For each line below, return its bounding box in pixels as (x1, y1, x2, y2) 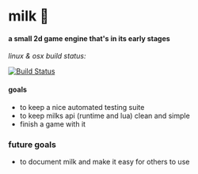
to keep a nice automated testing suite (19, 102, 145, 112)
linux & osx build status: (8, 51, 86, 61)
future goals (8, 138, 57, 149)
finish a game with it (19, 119, 86, 129)
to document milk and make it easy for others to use (19, 157, 190, 166)
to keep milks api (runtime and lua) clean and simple (19, 111, 190, 120)
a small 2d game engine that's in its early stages (8, 33, 170, 43)
